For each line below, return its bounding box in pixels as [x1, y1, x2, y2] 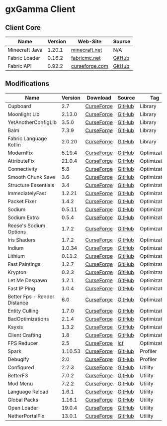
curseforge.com [71, 63, 108, 69]
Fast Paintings [7, 260, 41, 267]
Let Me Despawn [7, 277, 47, 284]
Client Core [5, 23, 41, 32]
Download [86, 94, 112, 101]
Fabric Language [7, 135, 47, 142]
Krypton [7, 269, 26, 276]
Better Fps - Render [7, 293, 55, 300]
